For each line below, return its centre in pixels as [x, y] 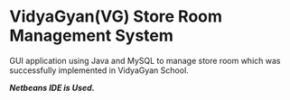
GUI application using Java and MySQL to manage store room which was [145, 60]
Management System [92, 36]
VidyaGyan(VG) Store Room [116, 17]
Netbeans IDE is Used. [52, 87]
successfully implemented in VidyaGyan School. [99, 70]
